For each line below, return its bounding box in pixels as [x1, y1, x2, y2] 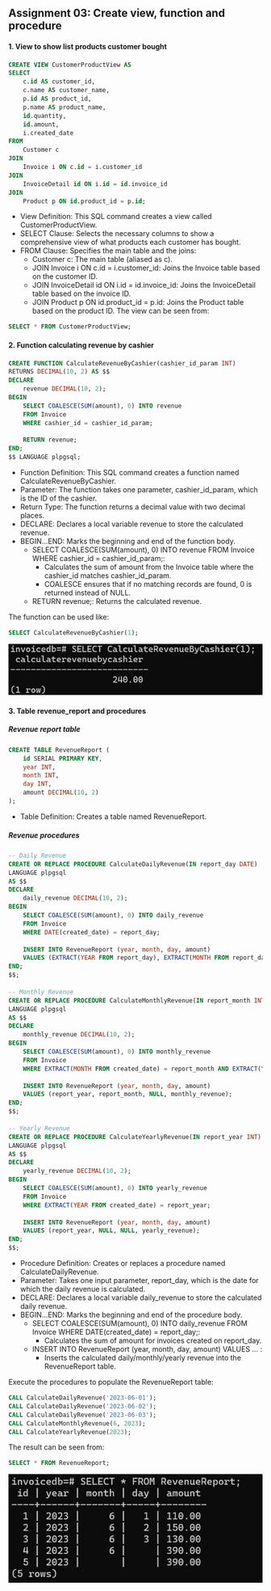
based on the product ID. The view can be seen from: [31, 306, 210, 316]
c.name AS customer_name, [23, 87, 110, 95]
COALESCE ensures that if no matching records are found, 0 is [44, 580, 252, 589]
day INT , [23, 780, 52, 788]
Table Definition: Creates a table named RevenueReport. [19, 812, 207, 821]
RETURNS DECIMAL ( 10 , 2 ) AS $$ [8, 368, 110, 376]
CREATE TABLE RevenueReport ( [8, 745, 110, 754]
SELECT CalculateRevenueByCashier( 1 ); [8, 629, 139, 637]
